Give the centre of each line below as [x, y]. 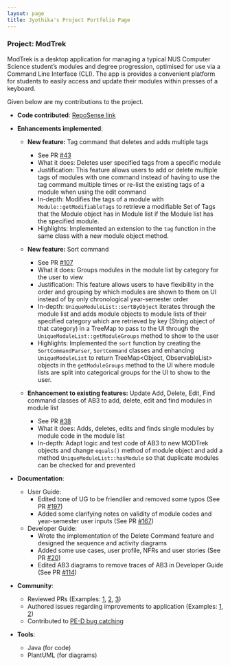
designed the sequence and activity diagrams [102, 543]
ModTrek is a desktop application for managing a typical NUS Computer [109, 59]
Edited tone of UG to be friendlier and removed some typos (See [129, 499]
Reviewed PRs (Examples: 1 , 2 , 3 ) [74, 599]
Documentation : [41, 478]
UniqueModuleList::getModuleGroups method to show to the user [128, 336]
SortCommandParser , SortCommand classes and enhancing [116, 350]
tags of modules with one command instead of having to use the [128, 177]
